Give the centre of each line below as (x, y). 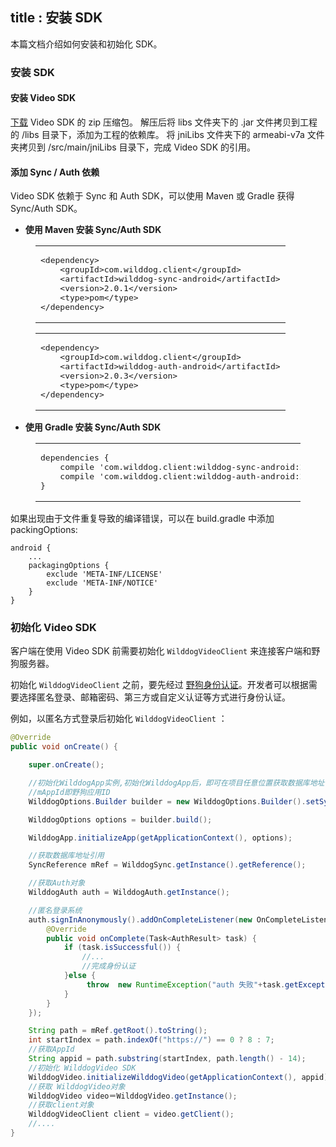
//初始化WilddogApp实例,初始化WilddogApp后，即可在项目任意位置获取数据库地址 (176, 783)
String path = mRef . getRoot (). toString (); (118, 1031)
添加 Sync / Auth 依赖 (55, 172)
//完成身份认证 (109, 966)
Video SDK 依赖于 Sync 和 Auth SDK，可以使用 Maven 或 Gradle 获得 (152, 196)
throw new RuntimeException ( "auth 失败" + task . (186, 984)
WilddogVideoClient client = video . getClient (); (131, 1114)
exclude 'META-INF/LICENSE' (104, 574)
